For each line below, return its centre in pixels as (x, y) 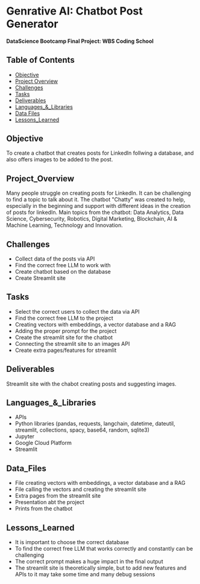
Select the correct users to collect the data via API (77, 311)
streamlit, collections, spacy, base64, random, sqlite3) (82, 430)
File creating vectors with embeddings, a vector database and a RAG (100, 483)
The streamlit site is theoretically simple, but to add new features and (101, 568)
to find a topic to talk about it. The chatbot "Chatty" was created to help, (96, 200)
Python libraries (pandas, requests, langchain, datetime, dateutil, (95, 424)
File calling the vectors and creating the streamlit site (80, 489)
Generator (32, 24)
